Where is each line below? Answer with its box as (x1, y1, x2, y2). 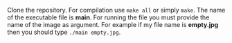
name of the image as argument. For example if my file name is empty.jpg (7, 21, 219, 28)
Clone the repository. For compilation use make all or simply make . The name (7, 6, 226, 14)
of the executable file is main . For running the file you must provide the (7, 13, 210, 21)
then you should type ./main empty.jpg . (7, 28, 121, 36)
